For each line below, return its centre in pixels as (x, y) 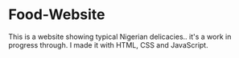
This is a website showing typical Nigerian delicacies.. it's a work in (120, 37)
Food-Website (57, 15)
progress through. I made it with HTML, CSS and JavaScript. (108, 44)
